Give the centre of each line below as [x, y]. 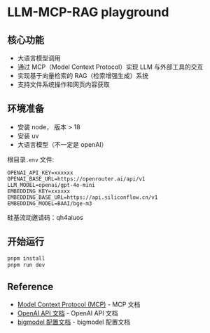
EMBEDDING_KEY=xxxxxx [39, 191]
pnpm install [26, 258]
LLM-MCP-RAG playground [88, 12]
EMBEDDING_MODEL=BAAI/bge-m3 [50, 203]
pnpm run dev [26, 265]
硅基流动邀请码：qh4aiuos [45, 217]
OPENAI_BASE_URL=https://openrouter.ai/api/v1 [76, 179]
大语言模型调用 [39, 58]
